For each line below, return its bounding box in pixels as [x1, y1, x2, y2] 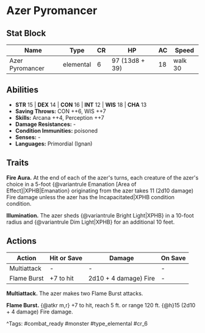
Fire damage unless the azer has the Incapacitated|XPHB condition [6, 193, 175, 200]
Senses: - [15, 133, 41, 141]
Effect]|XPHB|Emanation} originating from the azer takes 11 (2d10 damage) [6, 187, 194, 194]
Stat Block [6, 28, 46, 38]
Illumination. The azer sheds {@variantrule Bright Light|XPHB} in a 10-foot [6, 211, 194, 219]
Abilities [6, 85, 38, 95]
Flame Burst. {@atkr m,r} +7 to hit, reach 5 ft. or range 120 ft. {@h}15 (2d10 [6, 302, 196, 309]
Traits [6, 158, 29, 168]
